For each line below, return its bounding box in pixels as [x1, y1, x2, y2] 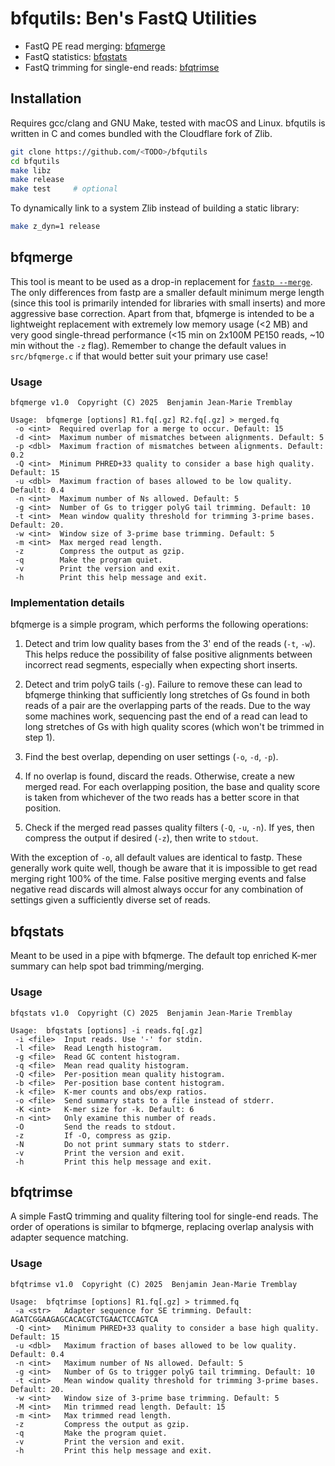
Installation [10, 90, 82, 107]
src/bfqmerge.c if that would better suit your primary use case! [10, 350, 269, 362]
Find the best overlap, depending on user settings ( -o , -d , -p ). [24, 751, 279, 763]
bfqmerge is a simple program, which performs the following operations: [10, 618, 309, 631]
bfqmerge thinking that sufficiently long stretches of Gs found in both [24, 689, 310, 701]
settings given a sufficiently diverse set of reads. [10, 894, 211, 906]
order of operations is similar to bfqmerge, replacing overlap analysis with [10, 1221, 315, 1233]
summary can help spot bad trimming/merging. [10, 960, 205, 972]
